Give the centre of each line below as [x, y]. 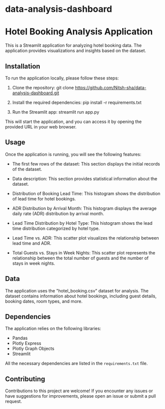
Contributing [25, 379]
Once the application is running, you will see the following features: [73, 154]
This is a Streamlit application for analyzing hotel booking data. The [73, 45]
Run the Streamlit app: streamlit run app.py [56, 112]
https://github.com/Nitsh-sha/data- [111, 87]
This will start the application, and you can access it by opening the [73, 122]
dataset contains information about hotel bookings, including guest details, [81, 296]
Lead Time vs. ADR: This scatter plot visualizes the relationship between [85, 238]
